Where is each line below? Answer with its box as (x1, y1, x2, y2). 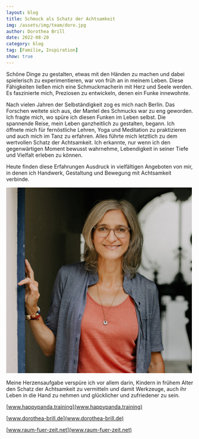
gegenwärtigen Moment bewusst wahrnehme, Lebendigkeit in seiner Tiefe (6, 145, 189, 152)
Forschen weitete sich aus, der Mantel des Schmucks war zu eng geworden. (6, 107, 193, 114)
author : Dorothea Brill (6, 29, 65, 34)
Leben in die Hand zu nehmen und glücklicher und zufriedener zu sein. (6, 391, 180, 399)
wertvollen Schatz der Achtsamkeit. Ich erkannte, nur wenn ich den (6, 138, 171, 146)
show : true (6, 53, 33, 59)
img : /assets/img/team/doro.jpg (6, 22, 86, 28)
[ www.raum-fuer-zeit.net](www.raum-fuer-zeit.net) (6, 426, 132, 433)
